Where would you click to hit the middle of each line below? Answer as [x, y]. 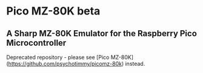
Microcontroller [36, 43]
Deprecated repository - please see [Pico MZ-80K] [70, 57]
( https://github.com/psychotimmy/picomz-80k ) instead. [76, 64]
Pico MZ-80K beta [53, 11]
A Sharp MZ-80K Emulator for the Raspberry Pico [101, 33]
